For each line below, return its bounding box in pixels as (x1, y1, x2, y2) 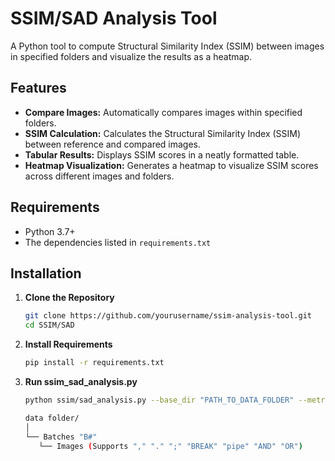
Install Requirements (24, 338, 113, 351)
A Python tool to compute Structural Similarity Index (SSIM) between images (10, 40, 325, 52)
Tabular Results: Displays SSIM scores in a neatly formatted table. (24, 148, 300, 161)
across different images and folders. (24, 170, 175, 182)
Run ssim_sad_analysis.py (24, 376, 138, 387)
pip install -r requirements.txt (24, 358, 165, 368)
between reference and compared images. (24, 138, 202, 150)
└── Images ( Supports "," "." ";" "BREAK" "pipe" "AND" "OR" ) (38, 441, 303, 451)
